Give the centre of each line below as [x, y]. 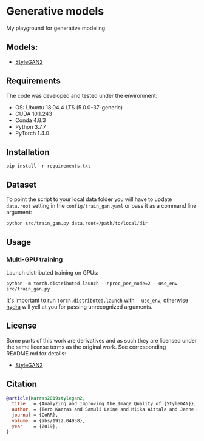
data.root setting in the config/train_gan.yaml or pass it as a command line [101, 206]
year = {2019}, [35, 426]
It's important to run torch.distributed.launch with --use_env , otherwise [97, 300]
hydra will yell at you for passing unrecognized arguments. [80, 306]
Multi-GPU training [35, 259]
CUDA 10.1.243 [34, 114]
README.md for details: [36, 353]
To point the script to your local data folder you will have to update [89, 199]
